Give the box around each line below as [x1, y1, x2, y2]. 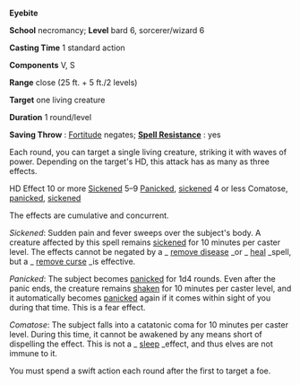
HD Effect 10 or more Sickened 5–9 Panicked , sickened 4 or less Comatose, [9, 183, 288, 194]
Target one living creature [9, 94, 106, 105]
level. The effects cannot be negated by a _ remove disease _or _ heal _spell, [9, 247, 292, 257]
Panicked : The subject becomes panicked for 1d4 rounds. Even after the [9, 274, 276, 284]
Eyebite [9, 8, 39, 18]
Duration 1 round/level [9, 112, 92, 122]
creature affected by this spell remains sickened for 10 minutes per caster [9, 237, 281, 248]
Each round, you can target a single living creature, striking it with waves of [9, 147, 287, 157]
